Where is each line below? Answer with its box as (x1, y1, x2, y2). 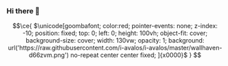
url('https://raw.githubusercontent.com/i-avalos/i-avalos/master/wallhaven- (8, 44, 222, 52)
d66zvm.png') (28, 51, 70, 59)
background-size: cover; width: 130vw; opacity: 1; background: (25, 36, 205, 45)
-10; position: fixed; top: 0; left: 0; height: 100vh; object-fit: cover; (22, 29, 208, 37)
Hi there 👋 (6, 6, 41, 16)
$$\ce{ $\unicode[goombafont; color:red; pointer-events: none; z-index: (12, 22, 218, 30)
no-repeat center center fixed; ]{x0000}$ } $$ (70, 51, 202, 59)
